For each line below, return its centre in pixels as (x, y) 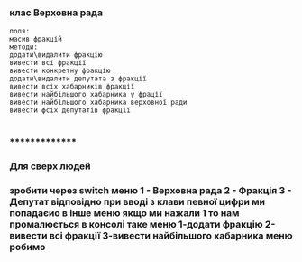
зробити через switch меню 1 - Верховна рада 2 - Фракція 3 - (151, 191)
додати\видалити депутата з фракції (78, 79)
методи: (24, 47)
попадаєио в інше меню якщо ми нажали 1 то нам (124, 213)
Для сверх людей (50, 166)
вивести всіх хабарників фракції (72, 87)
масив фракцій (36, 39)
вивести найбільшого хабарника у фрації (87, 95)
